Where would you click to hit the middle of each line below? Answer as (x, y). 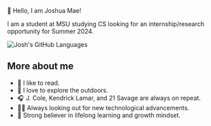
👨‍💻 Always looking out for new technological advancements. (103, 107)
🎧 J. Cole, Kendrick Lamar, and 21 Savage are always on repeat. (109, 98)
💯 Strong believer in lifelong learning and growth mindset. (99, 115)
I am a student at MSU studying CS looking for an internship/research (106, 24)
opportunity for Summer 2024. (51, 31)
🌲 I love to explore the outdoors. (62, 90)
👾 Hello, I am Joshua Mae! (44, 11)
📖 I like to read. (38, 83)
